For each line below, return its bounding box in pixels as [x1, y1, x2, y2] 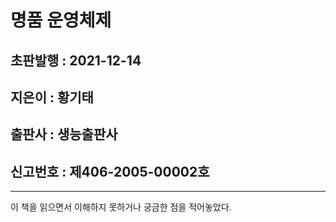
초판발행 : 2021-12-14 [10, 52, 142, 69]
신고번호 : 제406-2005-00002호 [10, 163, 210, 180]
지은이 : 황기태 [10, 89, 94, 106]
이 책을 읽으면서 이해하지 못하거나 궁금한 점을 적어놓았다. [10, 201, 232, 213]
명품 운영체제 [10, 9, 112, 32]
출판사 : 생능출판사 [10, 126, 118, 143]
